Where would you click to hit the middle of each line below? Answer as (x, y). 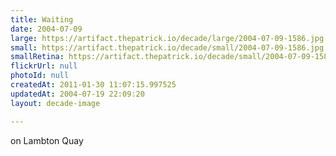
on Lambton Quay (47, 140)
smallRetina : (37, 57)
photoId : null (40, 76)
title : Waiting (42, 19)
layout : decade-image (55, 103)
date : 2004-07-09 (46, 29)
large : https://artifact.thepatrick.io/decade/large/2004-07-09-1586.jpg (167, 38)
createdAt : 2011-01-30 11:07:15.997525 (93, 85)
